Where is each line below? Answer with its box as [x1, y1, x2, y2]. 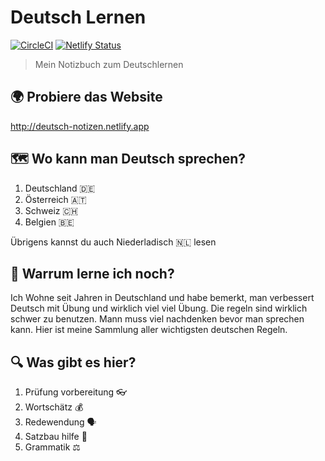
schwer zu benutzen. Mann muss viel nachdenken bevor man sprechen [10, 313, 305, 325]
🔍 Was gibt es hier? [10, 354, 137, 371]
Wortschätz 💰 [24, 401, 84, 413]
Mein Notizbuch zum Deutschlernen [34, 58, 184, 70]
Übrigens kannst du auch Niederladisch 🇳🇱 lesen [10, 236, 217, 248]
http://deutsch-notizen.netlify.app [10, 120, 150, 132]
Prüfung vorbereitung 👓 [24, 386, 128, 398]
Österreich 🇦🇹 [24, 193, 87, 205]
